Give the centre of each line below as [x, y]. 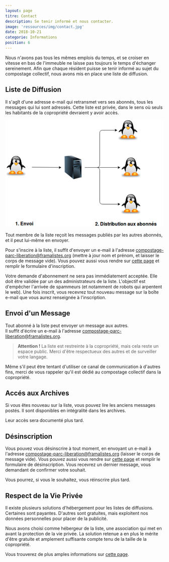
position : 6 [18, 43]
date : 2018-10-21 [23, 32]
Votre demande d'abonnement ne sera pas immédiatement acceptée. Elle [81, 276]
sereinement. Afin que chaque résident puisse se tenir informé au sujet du [82, 68]
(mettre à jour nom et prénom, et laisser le [116, 255]
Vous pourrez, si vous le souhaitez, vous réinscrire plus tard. [68, 480]
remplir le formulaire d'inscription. [40, 266]
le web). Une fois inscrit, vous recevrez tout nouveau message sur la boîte [82, 292]
